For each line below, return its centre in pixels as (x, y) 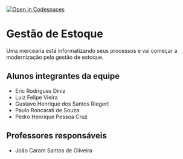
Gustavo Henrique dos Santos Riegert (62, 104)
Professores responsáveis (56, 136)
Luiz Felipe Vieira (37, 97)
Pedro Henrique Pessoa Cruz (51, 117)
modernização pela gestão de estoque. (55, 57)
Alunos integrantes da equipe (63, 76)
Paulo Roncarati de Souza (47, 110)
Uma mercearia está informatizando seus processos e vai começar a (92, 50)
